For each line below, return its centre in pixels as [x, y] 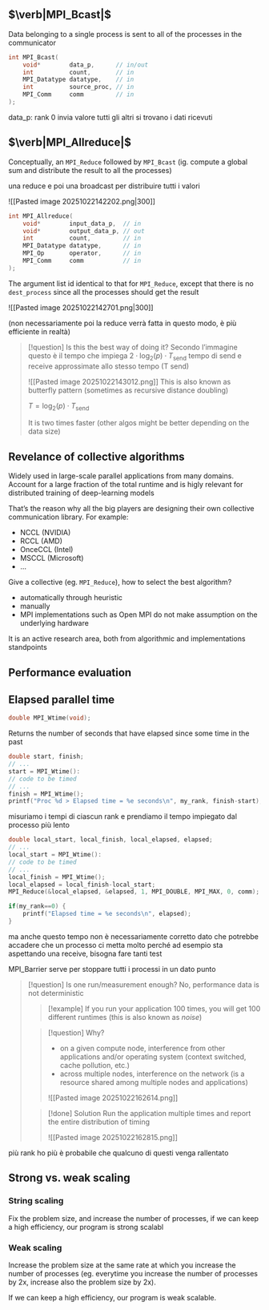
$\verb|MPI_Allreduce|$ [70, 142]
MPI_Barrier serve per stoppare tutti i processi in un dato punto [112, 969]
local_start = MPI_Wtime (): [55, 855]
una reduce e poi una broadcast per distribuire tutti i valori [104, 186]
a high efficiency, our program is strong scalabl [86, 1227]
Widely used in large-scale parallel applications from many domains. [121, 476]
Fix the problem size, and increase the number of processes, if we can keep [133, 1218]
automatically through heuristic [71, 598]
